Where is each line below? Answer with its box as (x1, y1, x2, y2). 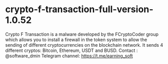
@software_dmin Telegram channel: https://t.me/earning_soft (5, 52, 133, 59)
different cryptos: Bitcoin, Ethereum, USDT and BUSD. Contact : (5, 47, 138, 53)
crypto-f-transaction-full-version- (5, 4, 153, 15)
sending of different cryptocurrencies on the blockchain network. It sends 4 (5, 42, 163, 48)
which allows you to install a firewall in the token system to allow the (5, 37, 148, 43)
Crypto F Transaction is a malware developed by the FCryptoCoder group (5, 31, 159, 37)
